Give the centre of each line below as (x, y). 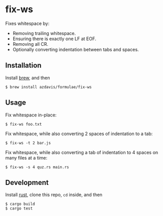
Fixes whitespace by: (27, 23)
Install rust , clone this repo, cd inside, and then (54, 195)
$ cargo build (20, 204)
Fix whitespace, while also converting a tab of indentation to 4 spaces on (82, 152)
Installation (23, 65)
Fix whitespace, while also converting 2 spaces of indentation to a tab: (79, 134)
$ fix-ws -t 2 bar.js (28, 143)
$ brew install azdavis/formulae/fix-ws (49, 87)
